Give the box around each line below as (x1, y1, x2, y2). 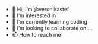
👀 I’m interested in (11, 12, 56, 19)
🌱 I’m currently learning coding (11, 18, 88, 25)
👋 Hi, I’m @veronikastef (11, 6, 69, 12)
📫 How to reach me (11, 32, 61, 38)
